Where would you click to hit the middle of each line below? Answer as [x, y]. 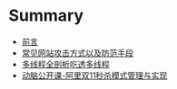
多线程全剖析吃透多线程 [65, 64]
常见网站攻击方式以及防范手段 [77, 53]
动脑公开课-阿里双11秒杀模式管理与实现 [94, 75]
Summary [46, 16]
